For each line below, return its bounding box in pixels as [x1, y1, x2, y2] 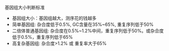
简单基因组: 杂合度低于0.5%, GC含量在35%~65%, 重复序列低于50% [12, 22, 154, 27]
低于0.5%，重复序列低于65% [12, 34, 73, 40]
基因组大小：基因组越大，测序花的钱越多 [12, 15, 97, 21]
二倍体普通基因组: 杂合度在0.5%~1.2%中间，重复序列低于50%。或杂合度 [12, 28, 164, 34]
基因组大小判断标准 [5, 5, 45, 10]
